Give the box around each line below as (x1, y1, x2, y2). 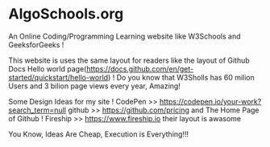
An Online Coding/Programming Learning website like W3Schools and (8, 31, 241, 41)
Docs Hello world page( (8, 63, 87, 73)
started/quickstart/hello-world (8, 72, 109, 82)
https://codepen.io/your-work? (159, 96, 262, 106)
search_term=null (8, 105, 67, 115)
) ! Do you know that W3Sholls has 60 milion (107, 72, 255, 82)
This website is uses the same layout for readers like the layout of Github (8, 55, 250, 65)
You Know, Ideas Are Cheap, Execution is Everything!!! (8, 129, 189, 139)
